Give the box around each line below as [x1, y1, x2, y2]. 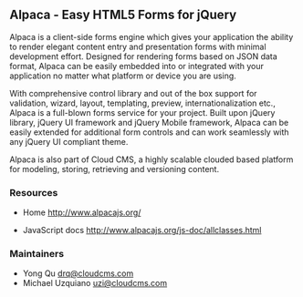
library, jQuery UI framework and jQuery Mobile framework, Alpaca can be [9, 117, 289, 128]
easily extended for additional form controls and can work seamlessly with [9, 127, 289, 138]
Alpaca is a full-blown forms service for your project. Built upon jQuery [9, 107, 276, 118]
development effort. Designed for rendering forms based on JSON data [9, 50, 278, 62]
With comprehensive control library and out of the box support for [9, 87, 257, 98]
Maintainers [9, 248, 65, 261]
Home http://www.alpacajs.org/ [22, 207, 141, 218]
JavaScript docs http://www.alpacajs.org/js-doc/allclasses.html [22, 225, 262, 236]
